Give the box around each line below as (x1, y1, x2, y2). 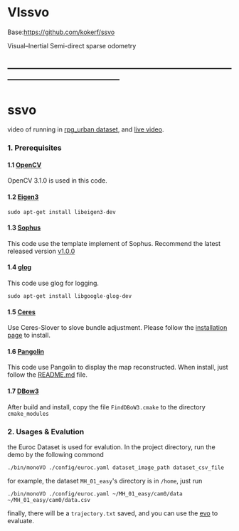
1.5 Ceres (7, 307, 36, 316)
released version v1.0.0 (7, 247, 75, 255)
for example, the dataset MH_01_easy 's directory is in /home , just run (7, 476, 203, 485)
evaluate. (7, 516, 34, 525)
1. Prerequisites (7, 143, 62, 153)
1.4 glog (7, 263, 32, 272)
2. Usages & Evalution (7, 427, 85, 436)
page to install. (7, 331, 51, 340)
